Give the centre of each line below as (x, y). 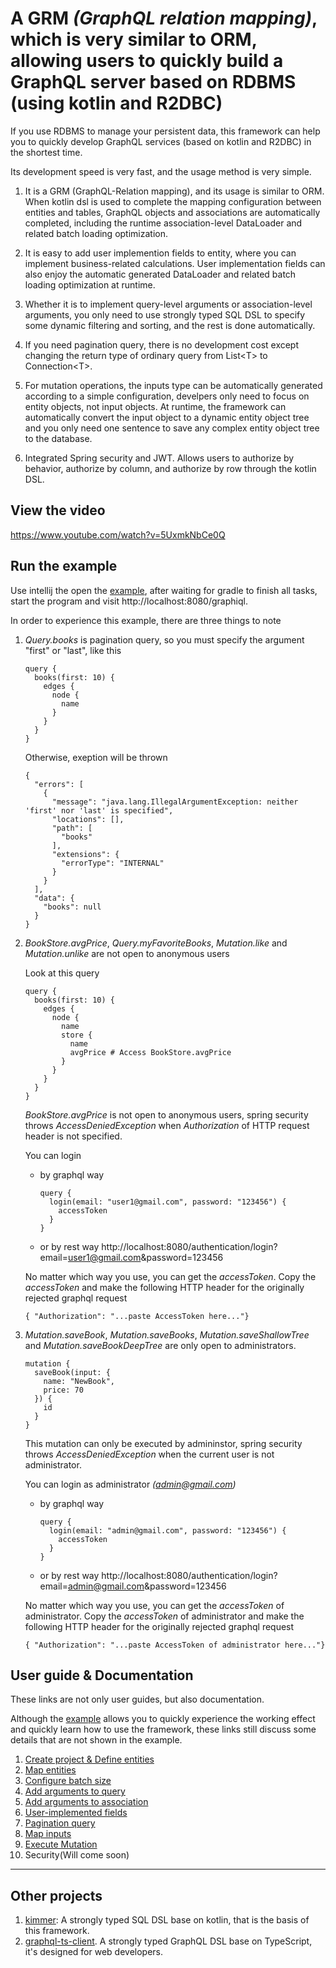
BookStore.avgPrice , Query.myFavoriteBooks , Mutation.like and (156, 943)
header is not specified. (73, 1136)
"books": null (72, 907)
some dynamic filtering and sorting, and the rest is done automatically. (170, 325)
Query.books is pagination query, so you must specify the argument (164, 639)
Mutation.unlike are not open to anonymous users (127, 953)
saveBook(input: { (72, 1372)
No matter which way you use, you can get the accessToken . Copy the (170, 1276)
